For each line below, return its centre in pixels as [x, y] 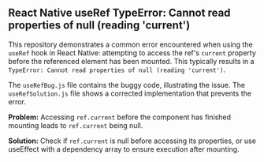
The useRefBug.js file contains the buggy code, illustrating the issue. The [127, 85]
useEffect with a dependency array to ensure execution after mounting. [124, 149]
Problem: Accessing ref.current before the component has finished [119, 117]
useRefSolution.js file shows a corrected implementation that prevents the [130, 93]
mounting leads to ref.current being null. [76, 125]
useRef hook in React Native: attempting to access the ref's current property [132, 53]
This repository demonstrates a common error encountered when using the [131, 44]
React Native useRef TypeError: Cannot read [119, 13]
